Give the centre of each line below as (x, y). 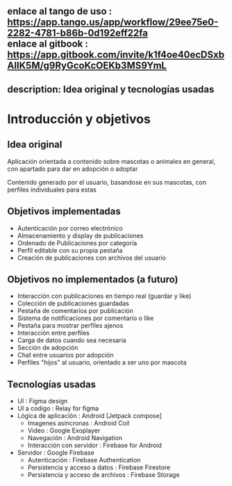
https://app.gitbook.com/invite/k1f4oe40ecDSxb (116, 55)
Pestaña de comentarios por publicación (75, 311)
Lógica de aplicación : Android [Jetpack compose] (89, 416)
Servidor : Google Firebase (56, 453)
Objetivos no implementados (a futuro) (93, 279)
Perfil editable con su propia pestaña (70, 250)
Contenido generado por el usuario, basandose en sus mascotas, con (107, 182)
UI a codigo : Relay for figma (58, 408)
